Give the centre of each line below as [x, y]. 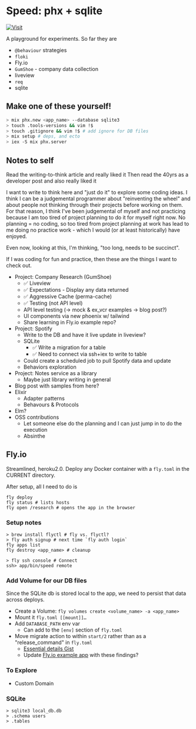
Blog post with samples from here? [57, 386]
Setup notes [24, 522]
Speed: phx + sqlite [54, 11]
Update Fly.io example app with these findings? [81, 655]
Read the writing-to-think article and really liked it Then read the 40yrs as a [97, 174]
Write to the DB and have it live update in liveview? [84, 334]
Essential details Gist [49, 649]
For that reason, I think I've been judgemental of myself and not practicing [96, 211]
